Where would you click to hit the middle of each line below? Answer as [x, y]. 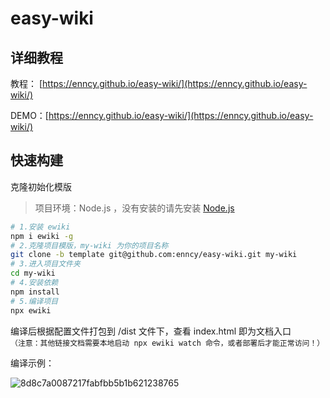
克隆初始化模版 [41, 186]
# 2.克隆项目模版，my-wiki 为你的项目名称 [89, 245]
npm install [35, 292]
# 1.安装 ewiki [40, 227]
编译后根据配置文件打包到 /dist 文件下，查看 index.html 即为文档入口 [151, 331]
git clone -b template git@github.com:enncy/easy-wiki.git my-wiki [154, 255]
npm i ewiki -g [42, 236]
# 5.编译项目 [34, 301]
